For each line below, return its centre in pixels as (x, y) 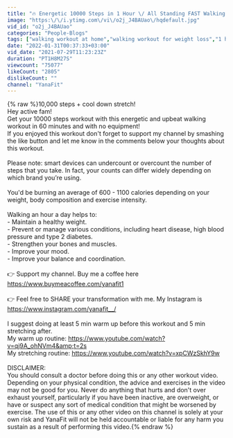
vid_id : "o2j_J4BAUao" (40, 26)
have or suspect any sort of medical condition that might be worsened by (112, 405)
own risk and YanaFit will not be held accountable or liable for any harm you (115, 419)
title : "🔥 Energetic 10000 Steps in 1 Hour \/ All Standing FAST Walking (116, 14)
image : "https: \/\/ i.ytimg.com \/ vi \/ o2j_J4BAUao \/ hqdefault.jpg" (103, 20)
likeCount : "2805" (34, 71)
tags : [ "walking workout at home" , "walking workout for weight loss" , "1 (114, 40)
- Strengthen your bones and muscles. (62, 244)
